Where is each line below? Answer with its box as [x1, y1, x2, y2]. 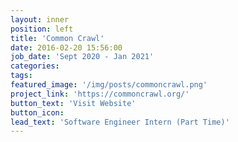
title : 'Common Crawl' [10, 33, 105, 43]
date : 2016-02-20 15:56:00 [10, 42, 123, 53]
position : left [10, 24, 74, 34]
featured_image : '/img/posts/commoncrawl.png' [10, 80, 208, 90]
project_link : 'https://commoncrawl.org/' [10, 89, 190, 99]
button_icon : [10, 107, 65, 118]
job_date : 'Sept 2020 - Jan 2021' [10, 52, 155, 62]
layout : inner [10, 14, 70, 25]
